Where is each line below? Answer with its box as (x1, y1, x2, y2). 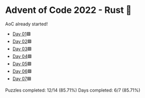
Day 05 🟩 (12, 61, 32, 67)
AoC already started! (5, 21, 48, 27)
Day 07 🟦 (12, 76, 31, 82)
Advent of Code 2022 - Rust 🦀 (5, 4, 132, 16)
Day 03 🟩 (12, 46, 32, 52)
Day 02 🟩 (12, 38, 32, 44)
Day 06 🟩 (12, 68, 32, 74)
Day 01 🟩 (12, 31, 31, 37)
